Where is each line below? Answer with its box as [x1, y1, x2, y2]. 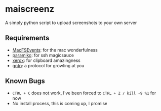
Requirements [5, 34, 49, 42]
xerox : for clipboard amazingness [12, 57, 80, 63]
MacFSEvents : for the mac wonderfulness [12, 47, 98, 53]
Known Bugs [5, 77, 45, 85]
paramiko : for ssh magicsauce [12, 52, 74, 58]
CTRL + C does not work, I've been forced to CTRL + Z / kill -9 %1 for [12, 90, 157, 96]
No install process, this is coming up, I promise [12, 100, 108, 106]
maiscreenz [5, 3, 55, 15]
